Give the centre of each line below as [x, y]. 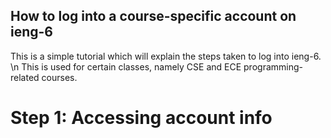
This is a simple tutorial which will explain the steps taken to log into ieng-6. [166, 56]
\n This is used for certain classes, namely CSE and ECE [126, 66]
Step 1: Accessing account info [141, 118]
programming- [273, 66]
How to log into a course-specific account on [153, 16]
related [25, 77]
